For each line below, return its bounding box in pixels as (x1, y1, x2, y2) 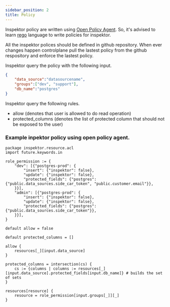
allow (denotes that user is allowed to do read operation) (12, 110, 131, 116)
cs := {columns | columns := (14, 266, 76, 271)
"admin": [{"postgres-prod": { (14, 190, 81, 196)
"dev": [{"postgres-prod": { (14, 163, 76, 169)
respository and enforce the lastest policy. (5, 52, 94, 59)
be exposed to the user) (12, 121, 63, 127)
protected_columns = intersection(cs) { (5, 262, 93, 267)
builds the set (130, 271, 163, 276)
